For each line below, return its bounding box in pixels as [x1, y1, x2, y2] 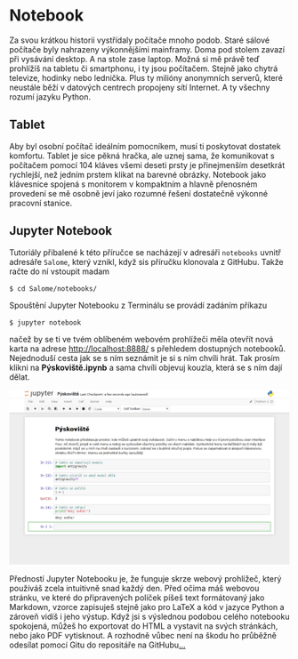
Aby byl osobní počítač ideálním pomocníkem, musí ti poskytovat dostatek [9, 141, 282, 151]
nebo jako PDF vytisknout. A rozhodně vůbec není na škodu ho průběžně [9, 630, 278, 640]
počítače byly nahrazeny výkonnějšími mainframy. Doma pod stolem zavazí [9, 44, 286, 54]
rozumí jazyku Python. [9, 91, 92, 102]
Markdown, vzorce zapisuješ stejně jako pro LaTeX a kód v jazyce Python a [9, 601, 285, 612]
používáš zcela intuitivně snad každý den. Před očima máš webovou [9, 583, 260, 593]
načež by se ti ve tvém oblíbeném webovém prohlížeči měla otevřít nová [9, 334, 274, 344]
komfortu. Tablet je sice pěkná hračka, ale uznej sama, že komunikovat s [9, 150, 275, 161]
